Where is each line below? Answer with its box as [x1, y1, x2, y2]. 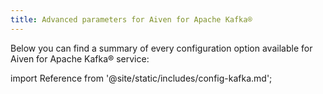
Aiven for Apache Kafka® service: [10, 52, 150, 65]
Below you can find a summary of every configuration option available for [10, 42, 313, 54]
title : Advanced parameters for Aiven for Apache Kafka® [10, 14, 253, 25]
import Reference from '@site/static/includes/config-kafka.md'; [10, 72, 273, 84]
